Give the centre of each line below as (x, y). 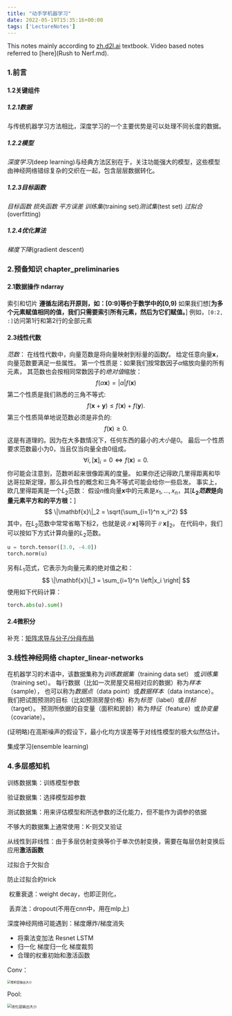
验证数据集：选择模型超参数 (47, 797)
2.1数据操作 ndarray (36, 286)
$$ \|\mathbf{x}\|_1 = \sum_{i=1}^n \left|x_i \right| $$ (116, 580)
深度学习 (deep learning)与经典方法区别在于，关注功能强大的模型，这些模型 (114, 162)
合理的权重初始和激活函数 (54, 955)
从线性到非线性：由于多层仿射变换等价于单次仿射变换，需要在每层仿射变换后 (116, 841)
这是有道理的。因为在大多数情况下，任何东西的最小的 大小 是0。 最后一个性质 (116, 440)
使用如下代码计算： (35, 592)
